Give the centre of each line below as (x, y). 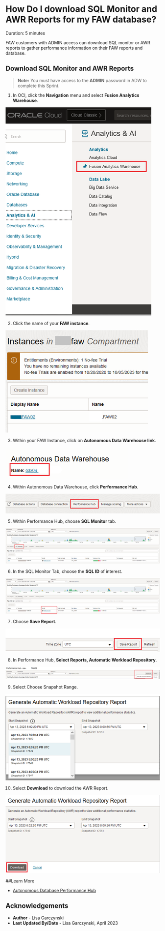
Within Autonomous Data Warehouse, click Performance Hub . (75, 487)
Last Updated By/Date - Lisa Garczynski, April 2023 (65, 923)
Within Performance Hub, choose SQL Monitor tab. (64, 521)
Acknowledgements (37, 906)
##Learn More (20, 881)
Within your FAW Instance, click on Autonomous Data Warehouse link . (84, 440)
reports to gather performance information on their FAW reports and (74, 48)
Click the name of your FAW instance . (51, 323)
